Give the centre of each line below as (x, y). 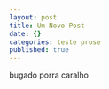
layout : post (33, 17)
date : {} (25, 33)
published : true (39, 50)
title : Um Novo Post (47, 26)
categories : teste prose (55, 42)
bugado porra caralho (49, 75)
